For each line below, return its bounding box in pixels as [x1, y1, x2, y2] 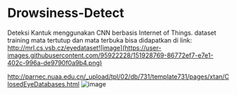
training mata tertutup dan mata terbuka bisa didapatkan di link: [7, 35, 192, 44]
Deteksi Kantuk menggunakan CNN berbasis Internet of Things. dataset [7, 28, 217, 37]
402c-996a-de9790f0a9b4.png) [7, 58, 103, 67]
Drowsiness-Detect [7, 5, 125, 21]
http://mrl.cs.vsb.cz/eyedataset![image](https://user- [7, 43, 161, 52]
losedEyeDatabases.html [7, 79, 80, 88]
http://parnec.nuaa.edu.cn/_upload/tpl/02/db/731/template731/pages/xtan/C [7, 72, 230, 81]
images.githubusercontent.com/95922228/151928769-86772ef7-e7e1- [7, 51, 214, 60]
